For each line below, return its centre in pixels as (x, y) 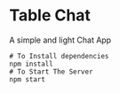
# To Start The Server (51, 72)
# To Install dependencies (59, 56)
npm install (31, 64)
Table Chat (50, 15)
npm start (28, 79)
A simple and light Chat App (60, 40)
